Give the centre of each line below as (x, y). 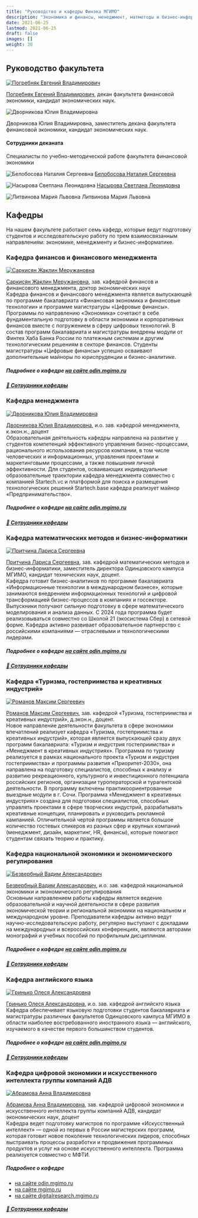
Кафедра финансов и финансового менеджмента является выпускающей (99, 294)
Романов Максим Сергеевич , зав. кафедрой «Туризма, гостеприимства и (99, 713)
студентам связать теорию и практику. (55, 838)
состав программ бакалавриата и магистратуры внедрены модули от (94, 332)
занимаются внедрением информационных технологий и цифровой (92, 593)
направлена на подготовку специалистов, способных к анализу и (89, 770)
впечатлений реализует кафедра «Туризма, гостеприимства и (85, 732)
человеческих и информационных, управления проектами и (82, 456)
